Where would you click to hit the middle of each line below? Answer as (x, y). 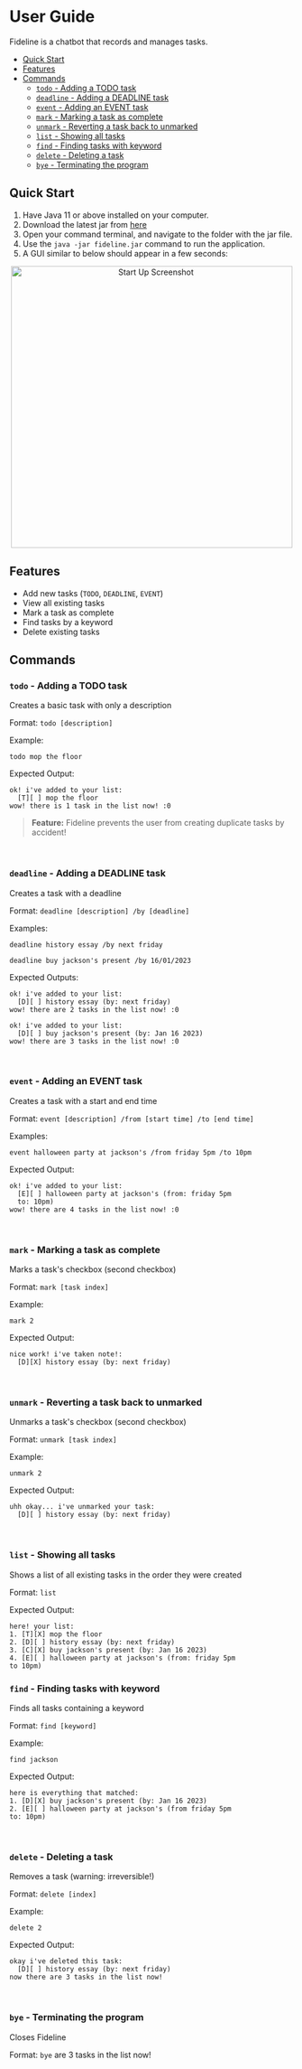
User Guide (52, 17)
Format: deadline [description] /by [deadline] (100, 911)
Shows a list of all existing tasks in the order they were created (126, 1575)
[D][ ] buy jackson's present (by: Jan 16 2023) (110, 1033)
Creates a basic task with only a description (91, 706)
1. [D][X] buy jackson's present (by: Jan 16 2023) (108, 1801)
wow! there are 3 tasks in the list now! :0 (94, 1041)
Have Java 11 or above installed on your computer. (115, 215)
